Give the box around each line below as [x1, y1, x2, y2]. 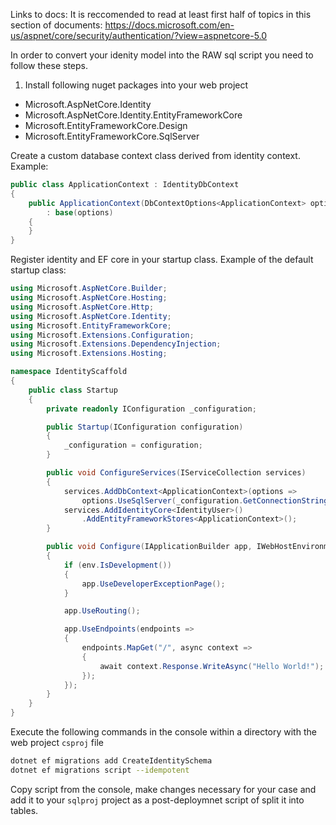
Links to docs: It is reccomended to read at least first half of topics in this [10, 9, 312, 20]
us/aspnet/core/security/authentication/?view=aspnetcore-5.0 [10, 30, 268, 41]
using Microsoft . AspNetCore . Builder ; [10, 284, 168, 294]
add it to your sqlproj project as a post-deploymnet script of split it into [10, 794, 305, 806]
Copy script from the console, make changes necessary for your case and [10, 783, 317, 795]
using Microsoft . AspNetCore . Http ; [10, 302, 155, 312]
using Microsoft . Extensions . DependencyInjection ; [10, 339, 222, 349]
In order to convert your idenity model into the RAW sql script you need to [10, 49, 314, 61]
